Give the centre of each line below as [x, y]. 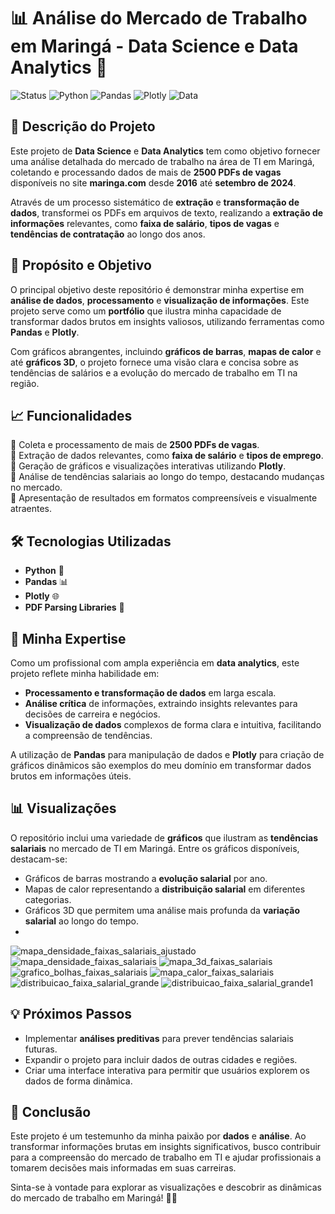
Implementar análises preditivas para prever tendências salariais [159, 1038]
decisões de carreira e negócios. [92, 714]
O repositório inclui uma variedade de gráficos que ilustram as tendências [164, 837]
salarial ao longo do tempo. [82, 921]
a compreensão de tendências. [88, 735]
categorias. [48, 899]
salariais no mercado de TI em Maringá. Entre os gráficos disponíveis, [155, 848]
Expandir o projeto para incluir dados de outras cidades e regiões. [161, 1059]
